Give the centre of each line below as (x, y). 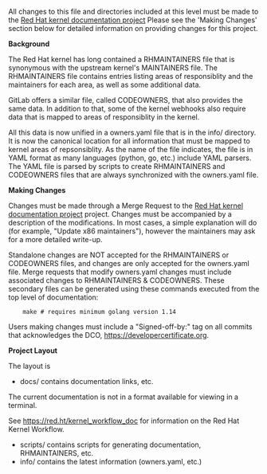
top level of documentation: (53, 297)
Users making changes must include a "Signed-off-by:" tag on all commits (130, 327)
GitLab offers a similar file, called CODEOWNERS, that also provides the (126, 100)
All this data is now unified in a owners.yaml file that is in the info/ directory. (132, 132)
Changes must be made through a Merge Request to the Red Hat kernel (126, 206)
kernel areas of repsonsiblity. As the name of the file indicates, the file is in (131, 149)
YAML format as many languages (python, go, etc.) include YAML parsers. (130, 158)
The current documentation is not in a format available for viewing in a (124, 397)
